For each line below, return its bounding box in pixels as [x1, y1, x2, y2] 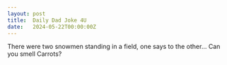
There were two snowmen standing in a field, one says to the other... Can [7, 43, 221, 51]
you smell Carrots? [7, 50, 62, 58]
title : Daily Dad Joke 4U [7, 17, 87, 24]
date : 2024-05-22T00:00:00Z [7, 23, 97, 30]
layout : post [7, 10, 46, 17]
